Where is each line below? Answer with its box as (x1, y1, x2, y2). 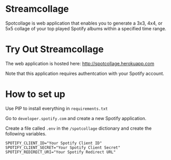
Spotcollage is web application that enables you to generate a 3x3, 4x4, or (5, 20, 163, 26)
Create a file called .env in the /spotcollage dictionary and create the (5, 125, 152, 131)
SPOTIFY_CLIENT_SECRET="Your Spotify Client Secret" (5, 145, 121, 150)
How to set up (5, 88, 66, 100)
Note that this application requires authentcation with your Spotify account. (5, 70, 164, 76)
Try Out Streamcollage (5, 44, 104, 55)
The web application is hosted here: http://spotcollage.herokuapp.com (5, 60, 155, 67)
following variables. (5, 130, 47, 136)
